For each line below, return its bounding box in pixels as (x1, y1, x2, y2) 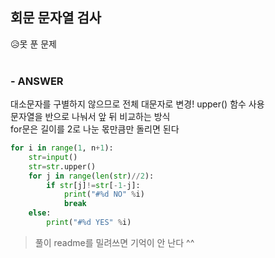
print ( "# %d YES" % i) (46, 218, 132, 228)
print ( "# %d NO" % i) (63, 189, 145, 200)
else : (28, 208, 52, 218)
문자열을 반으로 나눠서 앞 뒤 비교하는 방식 (10, 111, 171, 123)
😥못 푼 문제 (10, 38, 57, 50)
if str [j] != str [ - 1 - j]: (46, 180, 141, 190)
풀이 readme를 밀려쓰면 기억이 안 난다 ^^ (34, 236, 195, 248)
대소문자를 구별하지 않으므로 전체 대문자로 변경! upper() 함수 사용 (10, 98, 265, 110)
